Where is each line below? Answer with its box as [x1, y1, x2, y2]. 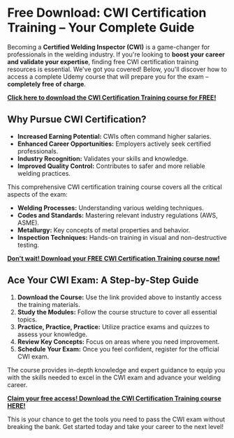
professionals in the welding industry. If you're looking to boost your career [7, 50, 225, 59]
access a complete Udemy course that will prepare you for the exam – [7, 72, 209, 81]
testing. [17, 241, 40, 249]
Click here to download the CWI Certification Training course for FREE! [7, 93, 217, 102]
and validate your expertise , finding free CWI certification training [7, 57, 199, 66]
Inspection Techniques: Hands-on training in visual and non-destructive [17, 233, 227, 241]
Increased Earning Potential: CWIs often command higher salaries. [17, 132, 212, 140]
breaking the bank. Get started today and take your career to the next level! [7, 422, 224, 430]
